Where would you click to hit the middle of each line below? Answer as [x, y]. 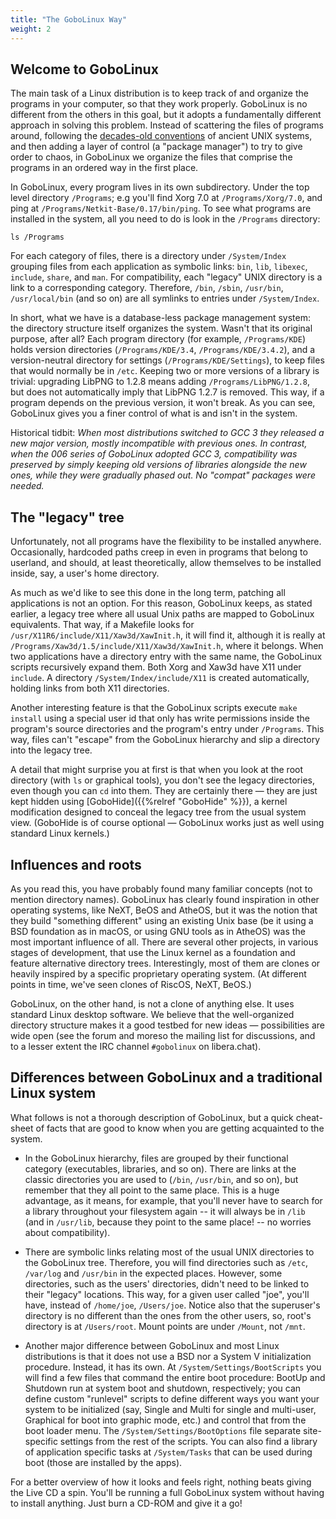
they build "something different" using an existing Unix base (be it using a [162, 920]
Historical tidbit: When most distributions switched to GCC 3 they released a [167, 433]
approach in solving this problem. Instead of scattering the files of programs [167, 125]
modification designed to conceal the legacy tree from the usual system [158, 812]
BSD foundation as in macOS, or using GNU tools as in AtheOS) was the [158, 931]
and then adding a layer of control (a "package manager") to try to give [156, 147]
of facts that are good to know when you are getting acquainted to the [180, 1128]
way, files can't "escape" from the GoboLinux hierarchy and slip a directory [165, 740]
